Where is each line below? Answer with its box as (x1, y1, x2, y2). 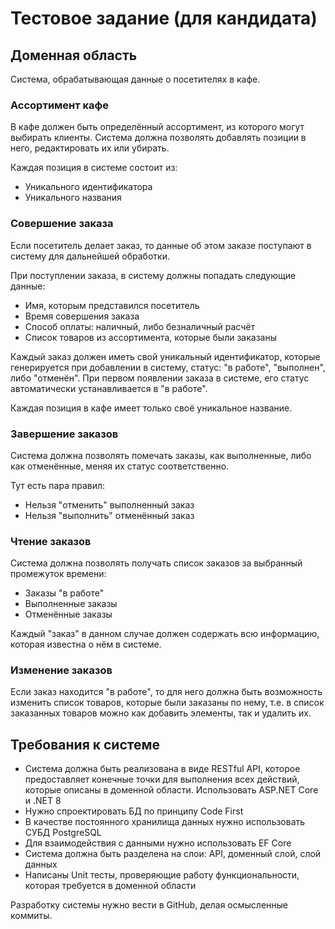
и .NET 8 (24, 795, 62, 807)
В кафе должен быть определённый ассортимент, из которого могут (10, 121, 305, 133)
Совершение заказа (10, 217, 114, 231)
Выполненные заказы (24, 598, 118, 610)
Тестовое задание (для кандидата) (10, 7, 318, 30)
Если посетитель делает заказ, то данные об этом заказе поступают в (10, 239, 312, 251)
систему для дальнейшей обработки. (10, 250, 170, 262)
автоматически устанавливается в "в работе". (10, 382, 208, 394)
